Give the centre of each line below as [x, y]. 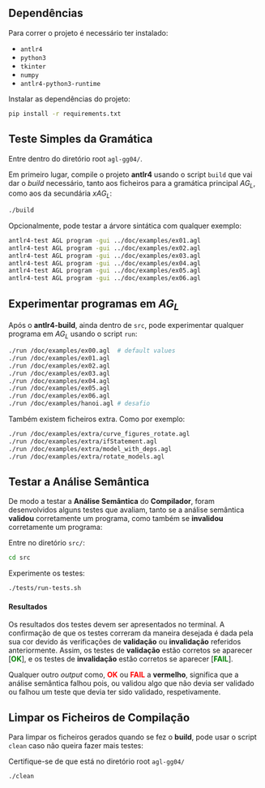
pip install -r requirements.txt [65, 114]
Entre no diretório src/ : [47, 543]
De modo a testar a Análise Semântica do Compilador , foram [111, 502]
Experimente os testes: [47, 573]
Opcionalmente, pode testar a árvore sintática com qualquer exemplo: [125, 226]
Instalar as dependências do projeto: [70, 99]
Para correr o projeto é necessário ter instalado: [88, 32]
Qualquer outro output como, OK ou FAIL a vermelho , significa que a [124, 675]
